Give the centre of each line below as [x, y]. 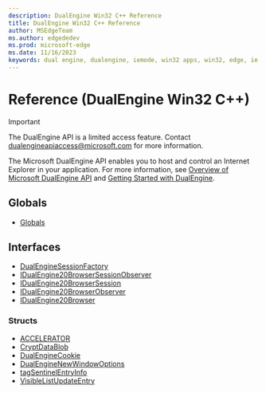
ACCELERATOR [45, 338]
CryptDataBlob [44, 347]
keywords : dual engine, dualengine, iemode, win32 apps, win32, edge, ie [133, 61]
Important [24, 121]
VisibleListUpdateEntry [57, 380]
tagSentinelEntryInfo [53, 372]
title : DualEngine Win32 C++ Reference [74, 23]
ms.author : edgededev [44, 38]
